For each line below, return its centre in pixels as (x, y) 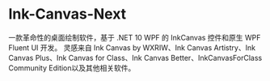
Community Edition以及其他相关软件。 (72, 68)
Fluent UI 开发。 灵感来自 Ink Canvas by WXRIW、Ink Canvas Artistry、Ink (132, 47)
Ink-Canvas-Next (67, 14)
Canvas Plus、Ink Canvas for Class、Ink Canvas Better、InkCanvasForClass (135, 58)
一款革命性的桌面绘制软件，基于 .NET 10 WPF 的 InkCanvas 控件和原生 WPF (135, 37)
